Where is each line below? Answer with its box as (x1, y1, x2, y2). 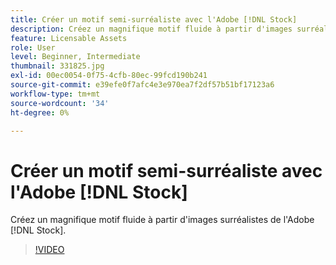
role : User (10, 42, 56, 53)
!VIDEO (34, 244, 65, 256)
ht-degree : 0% (10, 107, 70, 118)
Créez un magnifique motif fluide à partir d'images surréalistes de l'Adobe (10, 214, 315, 226)
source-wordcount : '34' (10, 98, 110, 108)
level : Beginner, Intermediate (10, 52, 141, 62)
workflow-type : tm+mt (10, 89, 101, 99)
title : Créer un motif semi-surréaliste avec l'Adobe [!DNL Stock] (10, 14, 298, 25)
